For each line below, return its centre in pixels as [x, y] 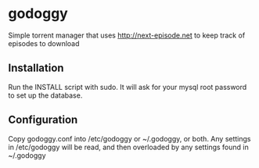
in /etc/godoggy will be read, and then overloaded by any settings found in [128, 147]
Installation [36, 68]
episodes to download [44, 43]
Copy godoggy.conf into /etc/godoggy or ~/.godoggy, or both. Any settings [129, 138]
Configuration [43, 120]
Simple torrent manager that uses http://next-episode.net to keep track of [127, 35]
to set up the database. [45, 95]
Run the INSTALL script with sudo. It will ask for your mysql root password [128, 87]
